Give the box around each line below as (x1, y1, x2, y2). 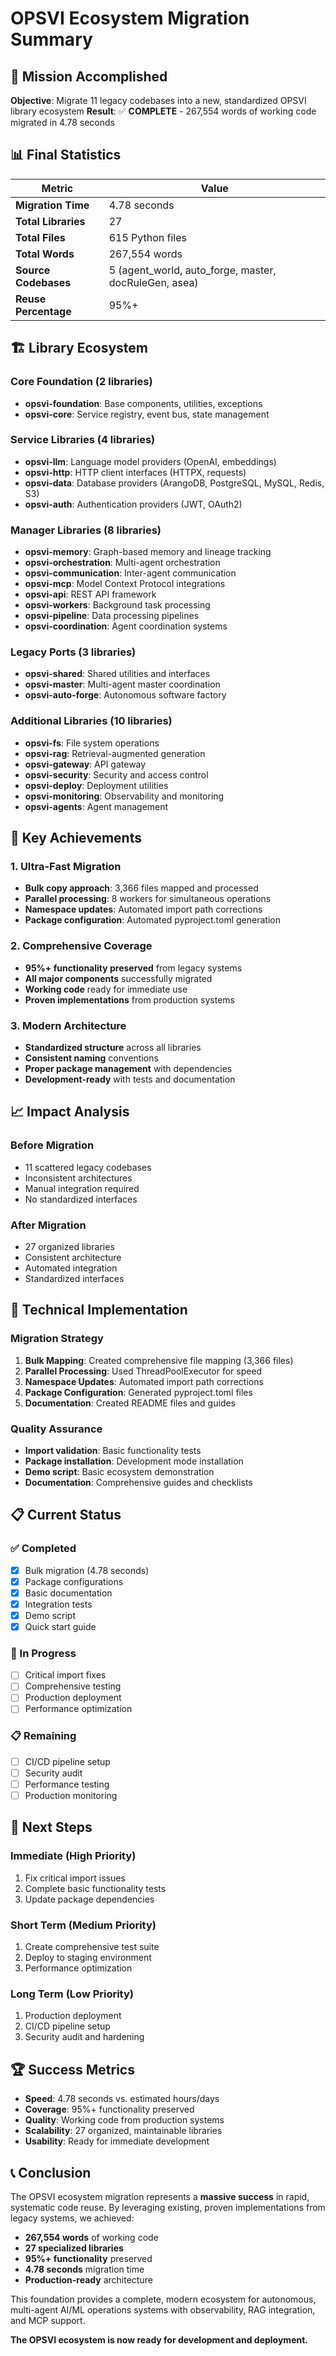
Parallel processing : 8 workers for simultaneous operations (24, 893, 272, 905)
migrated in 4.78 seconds (10, 117, 115, 128)
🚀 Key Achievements (10, 830, 142, 847)
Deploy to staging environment (24, 1952, 152, 1964)
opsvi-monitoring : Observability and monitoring (24, 790, 225, 802)
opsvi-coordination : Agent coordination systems (24, 620, 228, 632)
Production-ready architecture (24, 2274, 153, 2286)
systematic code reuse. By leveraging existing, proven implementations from (10, 2202, 326, 2213)
